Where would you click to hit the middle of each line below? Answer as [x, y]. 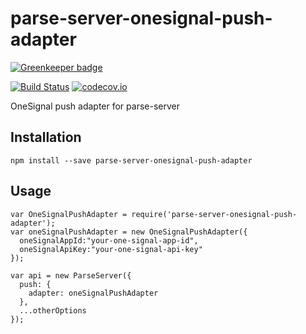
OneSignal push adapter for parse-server [95, 106]
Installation [46, 137]
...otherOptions [53, 310]
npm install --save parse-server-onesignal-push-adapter [131, 160]
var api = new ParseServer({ [71, 275]
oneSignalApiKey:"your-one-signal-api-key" [111, 249]
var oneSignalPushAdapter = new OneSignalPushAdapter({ [129, 232]
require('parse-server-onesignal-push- [214, 214]
